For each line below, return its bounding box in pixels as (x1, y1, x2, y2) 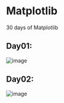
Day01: (6, 41, 33, 51)
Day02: (6, 74, 34, 85)
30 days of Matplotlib (6, 24, 58, 31)
